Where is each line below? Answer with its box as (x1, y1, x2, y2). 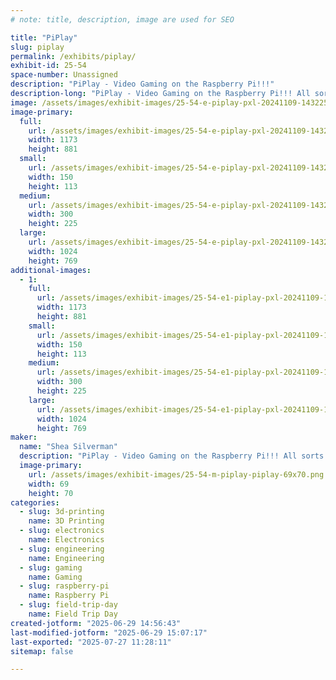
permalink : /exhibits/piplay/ (10, 51, 137, 61)
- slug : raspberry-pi (19, 581, 110, 591)
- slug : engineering (19, 544, 105, 554)
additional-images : (10, 265, 92, 275)
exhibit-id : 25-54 (10, 61, 87, 71)
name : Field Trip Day (28, 609, 118, 619)
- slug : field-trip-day (19, 600, 118, 610)
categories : (10, 497, 60, 508)
